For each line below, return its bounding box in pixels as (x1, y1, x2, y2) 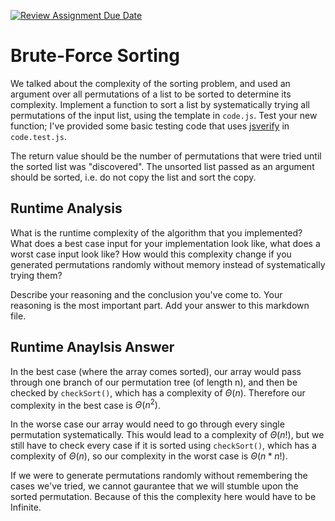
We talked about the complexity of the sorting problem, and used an (10, 77, 291, 89)
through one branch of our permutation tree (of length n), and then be (10, 376, 298, 388)
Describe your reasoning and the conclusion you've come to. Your (10, 288, 283, 300)
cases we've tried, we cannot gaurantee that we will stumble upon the (10, 480, 299, 492)
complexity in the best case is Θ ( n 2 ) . (10, 397, 161, 411)
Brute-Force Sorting (10, 45, 180, 67)
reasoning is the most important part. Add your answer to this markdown (10, 299, 310, 311)
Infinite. (10, 501, 42, 514)
